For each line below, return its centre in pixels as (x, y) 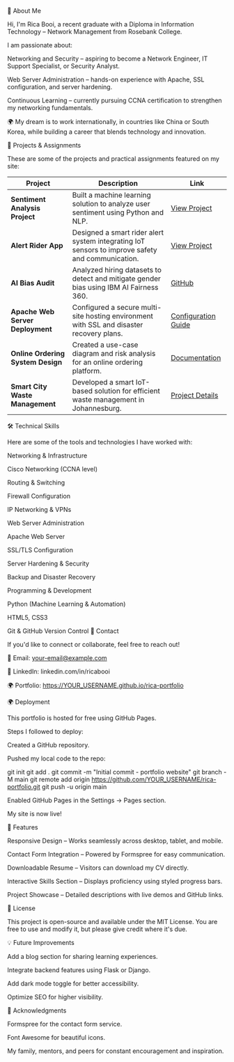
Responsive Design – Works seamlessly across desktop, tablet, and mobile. (115, 841)
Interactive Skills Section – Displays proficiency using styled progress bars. (115, 881)
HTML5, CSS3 (28, 617)
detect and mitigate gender (117, 279)
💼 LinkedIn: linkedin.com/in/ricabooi (58, 671)
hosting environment (119, 316)
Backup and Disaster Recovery (52, 577)
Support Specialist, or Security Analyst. (64, 66)
